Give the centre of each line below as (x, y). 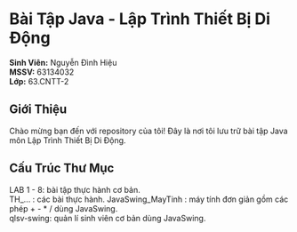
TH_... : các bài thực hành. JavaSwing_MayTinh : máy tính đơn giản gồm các (149, 199)
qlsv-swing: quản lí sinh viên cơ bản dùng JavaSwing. (108, 218)
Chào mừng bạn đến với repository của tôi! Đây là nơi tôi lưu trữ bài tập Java (148, 131)
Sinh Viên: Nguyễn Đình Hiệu (63, 62)
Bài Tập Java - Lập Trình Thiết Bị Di (140, 19)
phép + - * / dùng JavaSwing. (64, 208)
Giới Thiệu (38, 110)
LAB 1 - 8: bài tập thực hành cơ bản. (75, 189)
